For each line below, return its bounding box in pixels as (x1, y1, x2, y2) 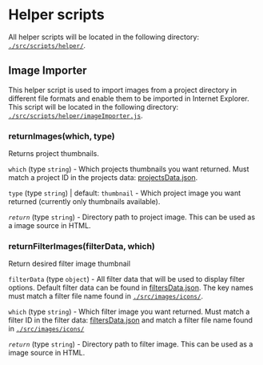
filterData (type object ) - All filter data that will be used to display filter (8, 275, 245, 284)
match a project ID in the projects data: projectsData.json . (8, 173, 198, 182)
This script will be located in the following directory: (8, 102, 179, 111)
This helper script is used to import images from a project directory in (8, 85, 237, 94)
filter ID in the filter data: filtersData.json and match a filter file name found (8, 315, 253, 325)
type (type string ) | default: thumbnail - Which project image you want (8, 188, 241, 198)
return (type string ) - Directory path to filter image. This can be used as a (8, 339, 253, 349)
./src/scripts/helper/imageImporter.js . (8, 110, 143, 120)
